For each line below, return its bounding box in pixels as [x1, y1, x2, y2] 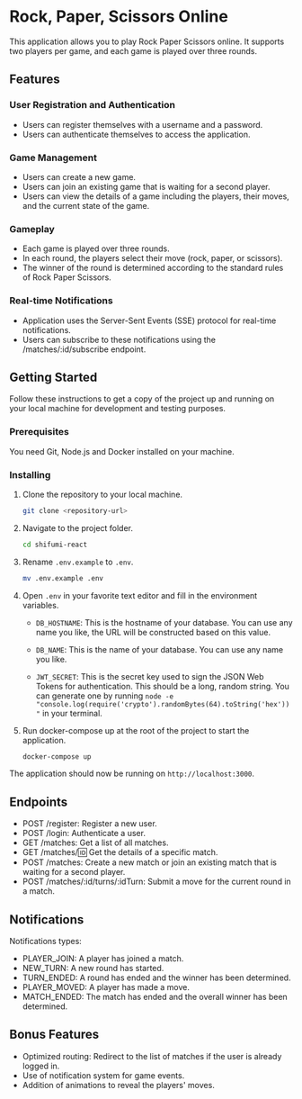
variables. [22, 599, 59, 610]
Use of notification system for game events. [22, 1069, 185, 1081]
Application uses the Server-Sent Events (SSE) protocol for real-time [22, 315, 277, 326]
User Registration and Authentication [9, 99, 175, 112]
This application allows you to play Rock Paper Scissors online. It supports [9, 36, 285, 47]
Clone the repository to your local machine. [22, 489, 182, 500]
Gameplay [9, 222, 56, 235]
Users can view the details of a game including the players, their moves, [22, 191, 289, 202]
